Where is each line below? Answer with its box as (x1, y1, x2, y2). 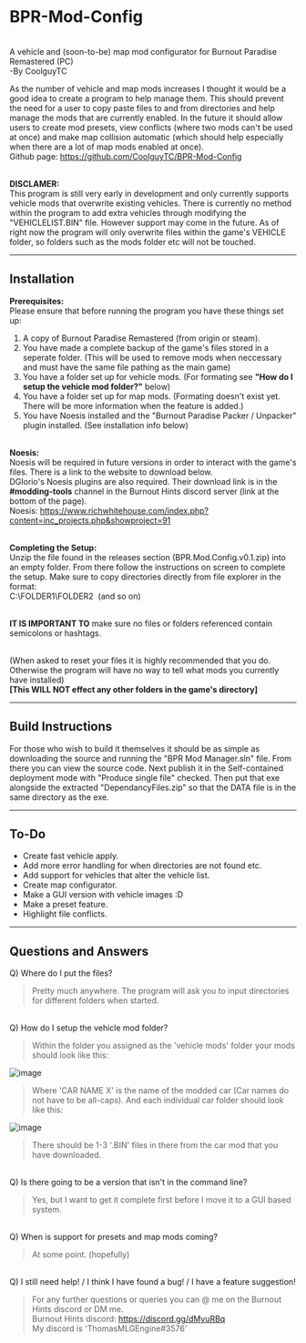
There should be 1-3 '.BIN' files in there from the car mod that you (31, 1140, 279, 1151)
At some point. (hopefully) (31, 1249, 130, 1260)
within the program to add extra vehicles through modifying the (9, 207, 247, 218)
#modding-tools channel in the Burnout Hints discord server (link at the (9, 486, 280, 497)
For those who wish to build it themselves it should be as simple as (9, 743, 260, 754)
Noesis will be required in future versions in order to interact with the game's (9, 456, 297, 467)
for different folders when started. (31, 995, 159, 1006)
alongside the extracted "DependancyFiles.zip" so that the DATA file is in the (9, 782, 297, 793)
